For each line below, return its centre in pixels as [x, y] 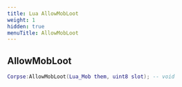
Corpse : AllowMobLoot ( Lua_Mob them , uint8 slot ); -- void [91, 77]
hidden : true [26, 26]
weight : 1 [21, 20]
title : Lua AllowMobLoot [43, 13]
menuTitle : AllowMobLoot [43, 33]
